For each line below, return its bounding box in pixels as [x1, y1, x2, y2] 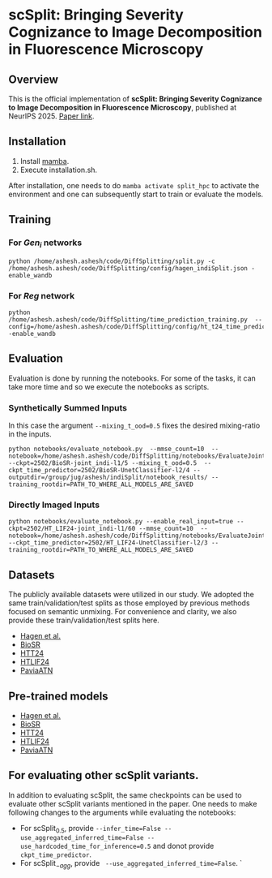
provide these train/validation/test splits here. [8, 615, 159, 626]
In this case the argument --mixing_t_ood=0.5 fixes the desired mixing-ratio [8, 420, 261, 431]
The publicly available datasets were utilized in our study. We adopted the [8, 590, 255, 600]
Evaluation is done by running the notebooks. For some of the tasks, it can [8, 373, 257, 383]
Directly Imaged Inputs [8, 499, 100, 510]
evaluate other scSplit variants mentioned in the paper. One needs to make [8, 798, 257, 808]
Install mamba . [19, 156, 70, 166]
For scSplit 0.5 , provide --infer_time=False [19, 823, 162, 835]
